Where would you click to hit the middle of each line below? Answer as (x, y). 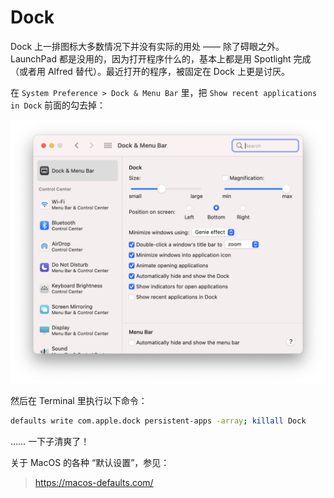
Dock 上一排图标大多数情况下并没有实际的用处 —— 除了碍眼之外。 (147, 46)
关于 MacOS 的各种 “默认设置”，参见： (90, 463)
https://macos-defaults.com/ (94, 483)
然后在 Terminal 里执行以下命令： (79, 401)
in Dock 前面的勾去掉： (58, 105)
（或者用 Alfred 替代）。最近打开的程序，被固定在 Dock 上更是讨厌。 (150, 71)
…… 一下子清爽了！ (50, 442)
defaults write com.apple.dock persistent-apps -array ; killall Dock (158, 421)
